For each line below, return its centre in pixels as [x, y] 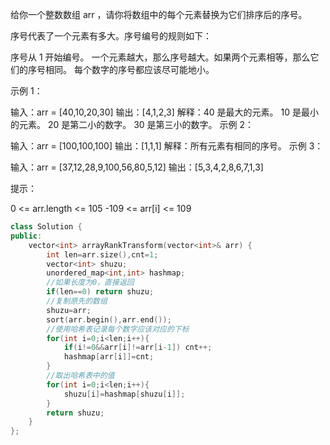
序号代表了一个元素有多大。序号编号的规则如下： [111, 36]
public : [26, 236]
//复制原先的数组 [77, 301]
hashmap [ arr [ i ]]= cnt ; [109, 357]
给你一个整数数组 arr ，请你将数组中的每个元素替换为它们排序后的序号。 [159, 14]
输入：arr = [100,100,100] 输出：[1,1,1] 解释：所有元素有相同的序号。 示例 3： [167, 146]
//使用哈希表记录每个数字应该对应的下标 [118, 329]
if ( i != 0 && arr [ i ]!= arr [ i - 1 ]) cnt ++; [138, 348]
